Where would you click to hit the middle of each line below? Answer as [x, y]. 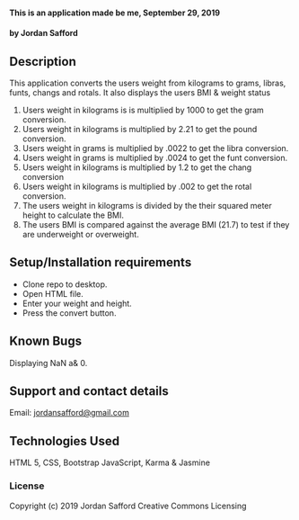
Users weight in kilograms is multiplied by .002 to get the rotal [137, 186]
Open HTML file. [53, 293]
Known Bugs [46, 341]
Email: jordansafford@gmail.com [70, 413]
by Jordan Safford [44, 33]
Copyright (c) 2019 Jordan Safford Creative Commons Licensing [128, 506]
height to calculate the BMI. [73, 215]
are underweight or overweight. [80, 234]
